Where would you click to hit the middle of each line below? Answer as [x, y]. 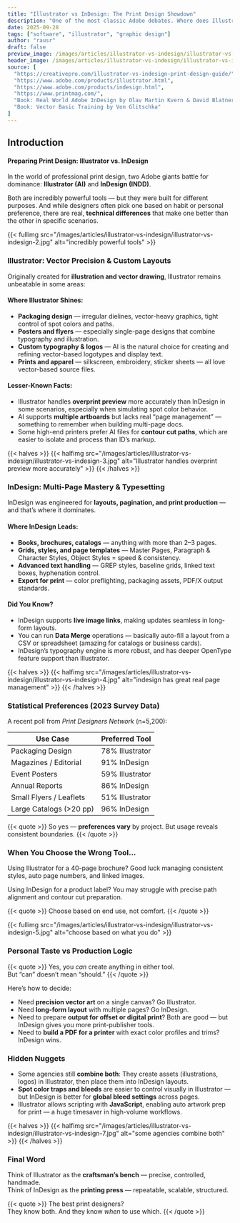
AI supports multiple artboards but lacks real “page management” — [120, 417]
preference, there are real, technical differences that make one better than [118, 213]
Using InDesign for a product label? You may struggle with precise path [112, 889]
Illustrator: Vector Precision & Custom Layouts [89, 261]
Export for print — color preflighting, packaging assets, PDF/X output [120, 580]
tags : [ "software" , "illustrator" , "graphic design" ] [89, 34]
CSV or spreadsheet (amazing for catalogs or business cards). [110, 643]
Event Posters [34, 774]
